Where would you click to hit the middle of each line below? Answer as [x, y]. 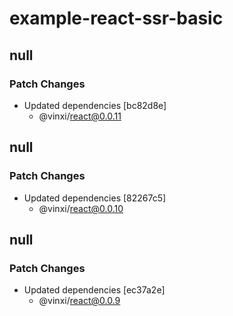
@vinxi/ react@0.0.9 [79, 301]
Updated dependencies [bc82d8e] [95, 105]
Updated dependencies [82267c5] [95, 198]
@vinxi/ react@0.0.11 [80, 116]
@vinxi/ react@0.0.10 [81, 208]
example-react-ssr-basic [116, 18]
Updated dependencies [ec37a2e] [94, 290]
